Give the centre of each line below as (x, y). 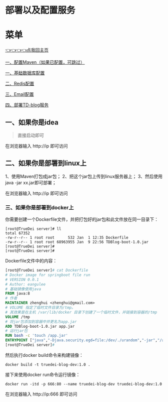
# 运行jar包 (16, 331)
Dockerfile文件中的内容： (31, 261)
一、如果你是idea (32, 122)
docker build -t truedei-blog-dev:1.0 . (48, 364)
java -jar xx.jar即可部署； (31, 182)
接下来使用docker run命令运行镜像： (43, 374)
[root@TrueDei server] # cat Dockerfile (47, 271)
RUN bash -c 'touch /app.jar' (37, 336)
